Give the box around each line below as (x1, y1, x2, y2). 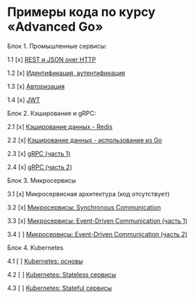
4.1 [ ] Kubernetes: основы (7, 257, 83, 265)
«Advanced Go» (7, 19, 103, 35)
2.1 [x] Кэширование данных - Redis (7, 122, 113, 130)
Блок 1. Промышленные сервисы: (7, 42, 108, 50)
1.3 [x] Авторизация (7, 82, 65, 90)
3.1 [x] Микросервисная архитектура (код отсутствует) (7, 189, 170, 198)
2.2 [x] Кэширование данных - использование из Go (7, 136, 162, 144)
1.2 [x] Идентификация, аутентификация (7, 69, 126, 77)
